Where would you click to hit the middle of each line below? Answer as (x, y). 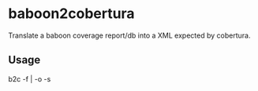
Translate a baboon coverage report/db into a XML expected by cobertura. (129, 35)
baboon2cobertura (72, 14)
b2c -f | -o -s (30, 78)
